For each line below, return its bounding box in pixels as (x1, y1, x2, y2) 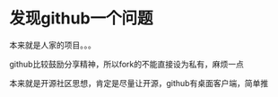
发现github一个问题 (9, 8, 154, 29)
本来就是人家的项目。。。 (9, 40, 96, 50)
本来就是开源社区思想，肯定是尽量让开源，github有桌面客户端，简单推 (9, 77, 269, 88)
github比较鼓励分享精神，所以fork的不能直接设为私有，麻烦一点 (9, 58, 245, 69)
